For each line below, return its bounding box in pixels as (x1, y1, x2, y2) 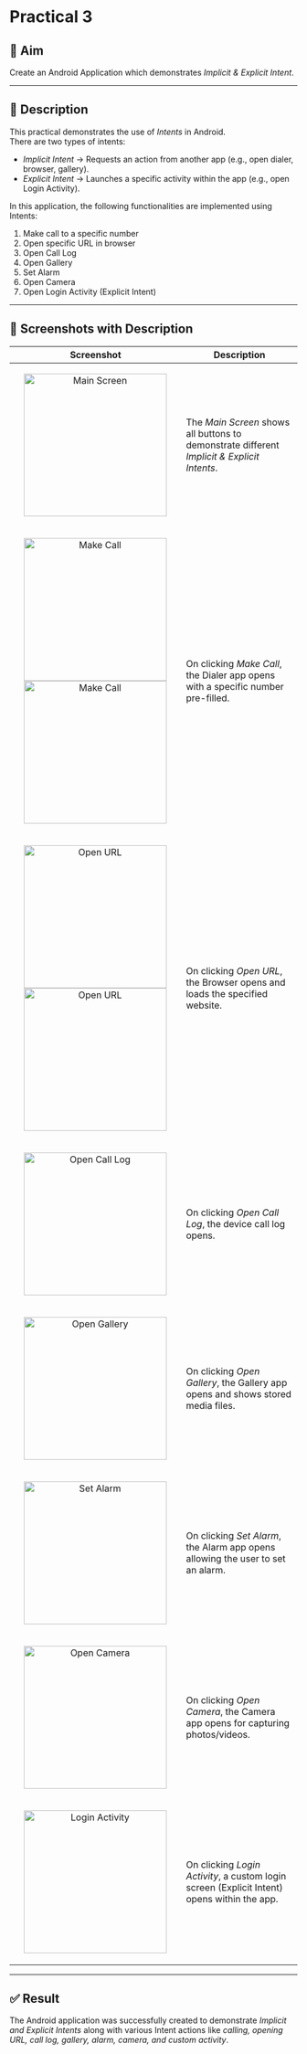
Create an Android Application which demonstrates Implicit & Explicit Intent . (9, 67, 294, 78)
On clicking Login (185, 1858, 260, 1870)
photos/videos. (185, 1728, 250, 1741)
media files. (185, 1399, 236, 1412)
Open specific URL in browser (22, 238, 136, 249)
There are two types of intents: (9, 135, 126, 147)
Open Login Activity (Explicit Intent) (22, 286, 157, 297)
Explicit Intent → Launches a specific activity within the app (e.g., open (22, 173, 290, 184)
